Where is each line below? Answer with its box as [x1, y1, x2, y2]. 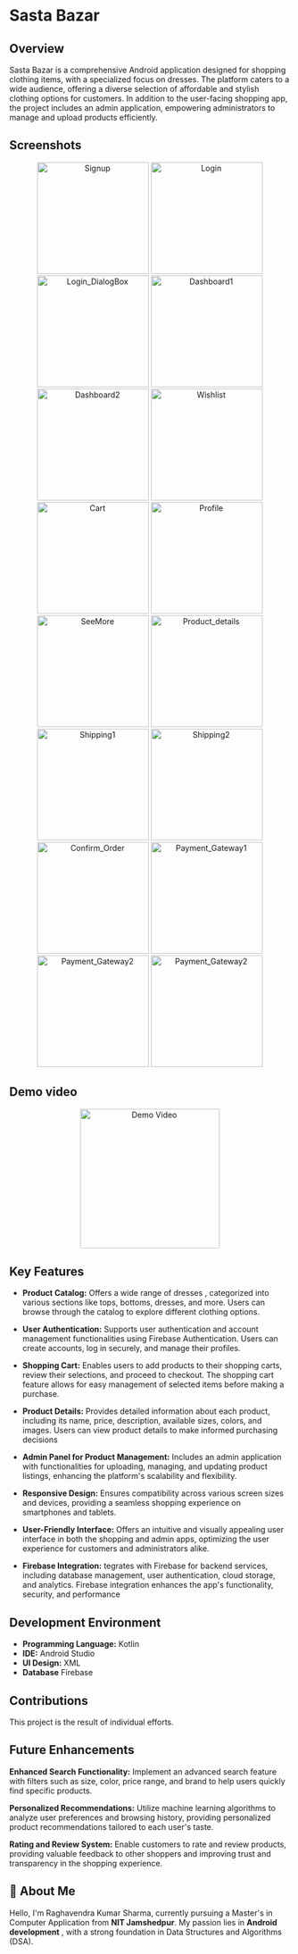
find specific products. [9, 1785, 93, 1796]
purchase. [21, 1389, 60, 1399]
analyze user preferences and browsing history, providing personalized [9, 1812, 271, 1823]
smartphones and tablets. [21, 1507, 117, 1518]
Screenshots [9, 138, 82, 153]
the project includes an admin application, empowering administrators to [9, 103, 276, 113]
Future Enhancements [9, 1742, 136, 1758]
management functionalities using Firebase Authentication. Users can [21, 1333, 278, 1344]
